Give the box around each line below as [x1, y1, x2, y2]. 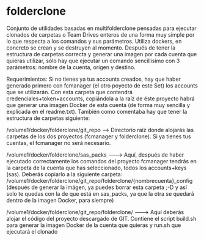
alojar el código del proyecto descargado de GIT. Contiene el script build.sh [6, 215, 197, 222]
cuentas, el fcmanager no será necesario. [6, 139, 111, 146]
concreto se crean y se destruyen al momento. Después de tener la [6, 44, 176, 51]
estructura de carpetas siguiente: [6, 114, 90, 122]
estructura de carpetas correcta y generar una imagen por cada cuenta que [6, 50, 197, 57]
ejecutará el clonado [6, 228, 58, 235]
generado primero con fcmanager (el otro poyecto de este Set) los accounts [6, 81, 199, 89]
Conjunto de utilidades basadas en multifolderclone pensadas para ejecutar [6, 24, 197, 32]
